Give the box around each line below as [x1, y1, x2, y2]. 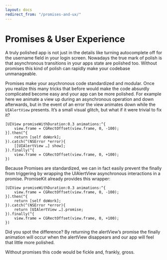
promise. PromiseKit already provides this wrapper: [5, 176, 111, 182]
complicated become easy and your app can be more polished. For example [5, 91, 162, 97]
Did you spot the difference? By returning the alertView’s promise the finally [5, 229, 161, 235]
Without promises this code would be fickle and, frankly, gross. [5, 249, 135, 255]
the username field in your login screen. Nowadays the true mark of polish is [5, 55, 162, 61]
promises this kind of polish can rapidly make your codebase [5, 66, 131, 72]
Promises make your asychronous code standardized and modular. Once [5, 81, 155, 87]
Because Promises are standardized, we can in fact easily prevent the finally [5, 165, 162, 172]
